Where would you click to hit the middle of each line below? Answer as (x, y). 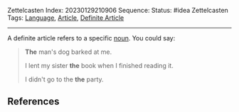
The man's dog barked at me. (68, 52)
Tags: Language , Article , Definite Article (66, 18)
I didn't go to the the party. (64, 79)
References (33, 102)
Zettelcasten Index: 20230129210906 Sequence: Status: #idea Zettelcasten (118, 10)
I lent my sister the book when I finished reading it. (99, 66)
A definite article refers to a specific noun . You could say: (91, 38)
